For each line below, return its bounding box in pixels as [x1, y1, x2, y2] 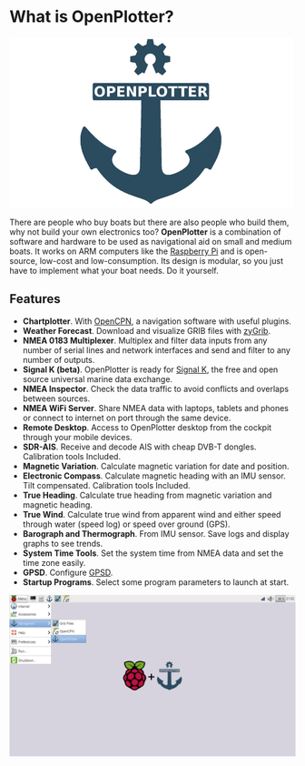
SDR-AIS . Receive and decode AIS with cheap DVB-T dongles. [22, 441, 257, 452]
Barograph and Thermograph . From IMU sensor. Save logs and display [22, 528, 290, 539]
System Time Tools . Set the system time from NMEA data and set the [22, 548, 284, 559]
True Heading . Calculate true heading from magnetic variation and [22, 489, 272, 500]
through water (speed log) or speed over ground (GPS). [22, 519, 231, 529]
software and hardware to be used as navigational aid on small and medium [9, 236, 292, 247]
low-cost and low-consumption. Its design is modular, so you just [39, 255, 284, 266]
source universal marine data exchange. [22, 373, 173, 384]
